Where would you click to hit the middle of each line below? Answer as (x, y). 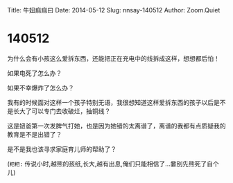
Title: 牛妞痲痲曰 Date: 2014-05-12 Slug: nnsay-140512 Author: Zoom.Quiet (114, 10)
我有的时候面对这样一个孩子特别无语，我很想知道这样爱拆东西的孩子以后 (110, 102)
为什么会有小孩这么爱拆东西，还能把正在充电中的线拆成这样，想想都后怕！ (113, 58)
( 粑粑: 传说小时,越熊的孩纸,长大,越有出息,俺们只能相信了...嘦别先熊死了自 (110, 164)
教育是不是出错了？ (35, 134)
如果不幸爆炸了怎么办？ (41, 88)
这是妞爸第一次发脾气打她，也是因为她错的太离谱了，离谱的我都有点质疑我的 (116, 126)
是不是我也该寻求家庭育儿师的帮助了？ (62, 149)
